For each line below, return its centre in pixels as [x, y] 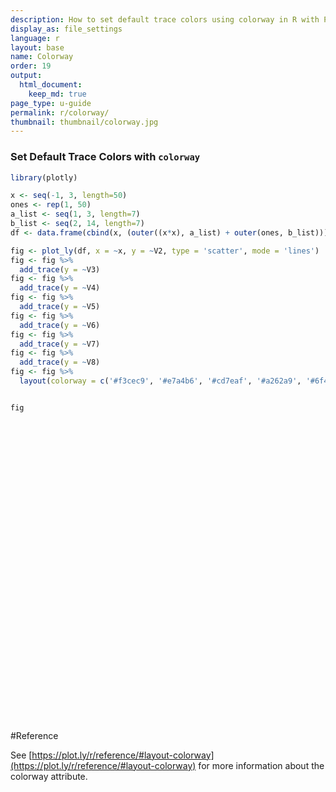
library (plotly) [44, 177]
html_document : [51, 85]
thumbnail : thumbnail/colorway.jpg [84, 122]
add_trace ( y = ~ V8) [60, 362]
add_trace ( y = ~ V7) [60, 344]
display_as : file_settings [66, 29]
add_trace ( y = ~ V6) [60, 325]
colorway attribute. [49, 776]
